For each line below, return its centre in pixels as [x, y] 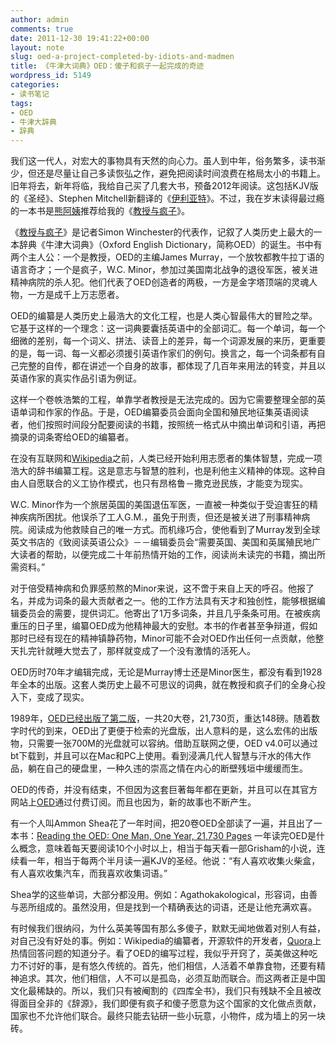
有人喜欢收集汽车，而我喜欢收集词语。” [89, 873]
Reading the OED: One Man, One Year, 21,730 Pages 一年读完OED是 [176, 836]
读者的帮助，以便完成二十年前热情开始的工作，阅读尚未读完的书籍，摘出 [167, 555]
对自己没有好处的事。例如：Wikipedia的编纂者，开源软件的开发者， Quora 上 [166, 941]
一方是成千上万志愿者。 [76, 295]
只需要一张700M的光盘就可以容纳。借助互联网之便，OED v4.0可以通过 [173, 743]
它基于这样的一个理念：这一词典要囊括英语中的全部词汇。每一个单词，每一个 [168, 328]
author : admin [40, 19]
